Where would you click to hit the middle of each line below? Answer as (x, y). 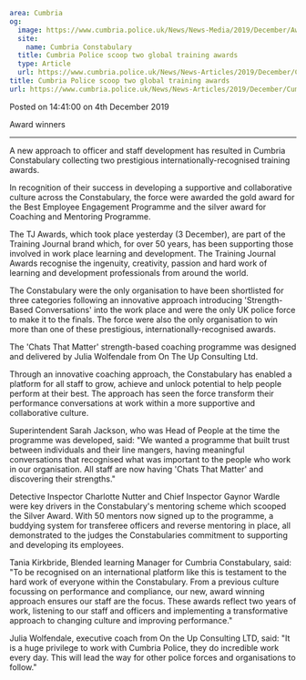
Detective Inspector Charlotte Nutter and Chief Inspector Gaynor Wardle (145, 496)
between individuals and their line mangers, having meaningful (127, 450)
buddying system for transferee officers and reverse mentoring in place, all (150, 525)
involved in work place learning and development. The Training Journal (143, 253)
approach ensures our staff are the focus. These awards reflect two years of (153, 601)
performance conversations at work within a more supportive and (133, 403)
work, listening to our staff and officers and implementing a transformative (149, 611)
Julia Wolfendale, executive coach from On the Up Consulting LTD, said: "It (150, 638)
